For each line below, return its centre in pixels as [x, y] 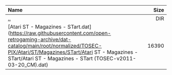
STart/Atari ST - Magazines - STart [50, 59]
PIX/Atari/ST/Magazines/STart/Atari [50, 52]
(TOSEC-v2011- [115, 59]
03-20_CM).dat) [28, 65]
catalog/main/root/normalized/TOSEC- [55, 46]
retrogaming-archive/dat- [40, 39]
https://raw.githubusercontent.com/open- [60, 33]
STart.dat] [79, 27]
